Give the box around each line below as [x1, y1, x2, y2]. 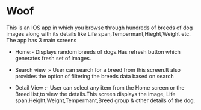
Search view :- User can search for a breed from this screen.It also [14, 66, 181, 73]
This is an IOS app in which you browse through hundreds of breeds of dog [6, 24, 193, 31]
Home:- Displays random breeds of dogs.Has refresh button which [14, 48, 181, 55]
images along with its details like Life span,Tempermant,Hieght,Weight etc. [6, 30, 191, 37]
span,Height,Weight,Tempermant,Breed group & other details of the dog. [14, 97, 196, 104]
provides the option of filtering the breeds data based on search [14, 72, 174, 80]
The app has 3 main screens [6, 36, 77, 44]
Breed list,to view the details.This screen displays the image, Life [14, 90, 176, 97]
